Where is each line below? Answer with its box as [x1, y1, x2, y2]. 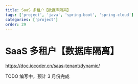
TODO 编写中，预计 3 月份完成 [5, 73, 70, 79]
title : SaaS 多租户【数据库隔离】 [5, 7, 71, 13]
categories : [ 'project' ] [5, 17, 58, 22]
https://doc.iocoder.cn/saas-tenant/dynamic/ [5, 62, 101, 69]
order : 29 [5, 22, 27, 27]
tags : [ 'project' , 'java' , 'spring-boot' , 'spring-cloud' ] [5, 12, 134, 17]
